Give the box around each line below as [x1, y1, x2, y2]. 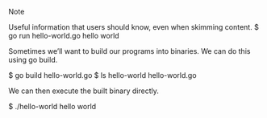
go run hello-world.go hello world [8, 31, 119, 40]
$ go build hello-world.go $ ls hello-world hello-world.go [8, 71, 197, 79]
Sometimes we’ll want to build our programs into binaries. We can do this [8, 47, 251, 55]
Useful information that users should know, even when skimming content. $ [8, 22, 260, 31]
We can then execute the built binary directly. [8, 86, 159, 96]
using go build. [8, 55, 58, 64]
